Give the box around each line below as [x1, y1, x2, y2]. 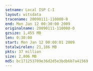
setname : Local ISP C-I [5, 7, 55, 12]
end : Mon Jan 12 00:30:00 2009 [5, 21, 70, 26]
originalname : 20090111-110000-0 [5, 26, 75, 31]
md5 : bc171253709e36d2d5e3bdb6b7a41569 [5, 58, 88, 63]
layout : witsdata [5, 12, 41, 17]
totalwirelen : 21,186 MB [5, 44, 57, 49]
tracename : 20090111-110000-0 [5, 16, 68, 21]
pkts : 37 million [5, 49, 41, 54]
